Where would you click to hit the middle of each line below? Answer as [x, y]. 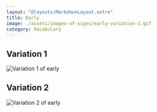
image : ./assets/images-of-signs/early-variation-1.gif [79, 23]
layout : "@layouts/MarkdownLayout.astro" [60, 12]
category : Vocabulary [34, 29]
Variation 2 [27, 88]
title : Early [23, 18]
